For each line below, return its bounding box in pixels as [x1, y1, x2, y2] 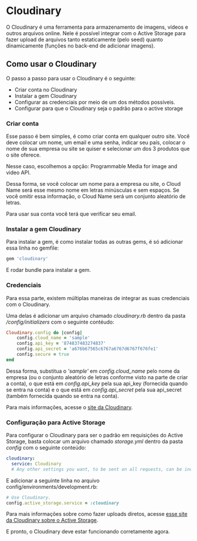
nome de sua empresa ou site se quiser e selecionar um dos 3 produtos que [6, 145, 190, 152]
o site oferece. [6, 151, 41, 159]
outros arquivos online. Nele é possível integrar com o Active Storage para [6, 29, 186, 36]
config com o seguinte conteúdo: [6, 444, 86, 451]
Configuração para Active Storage [6, 418, 106, 426]
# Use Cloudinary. [6, 494, 51, 501]
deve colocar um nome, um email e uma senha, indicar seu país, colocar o [6, 139, 186, 146]
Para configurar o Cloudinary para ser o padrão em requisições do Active [6, 432, 184, 439]
